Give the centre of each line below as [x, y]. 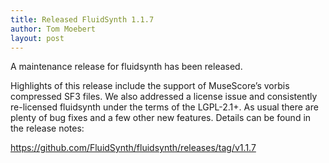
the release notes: [47, 128]
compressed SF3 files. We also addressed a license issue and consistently [164, 97]
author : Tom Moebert [53, 29]
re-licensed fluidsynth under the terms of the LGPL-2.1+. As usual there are [164, 107]
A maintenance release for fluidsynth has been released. [126, 67]
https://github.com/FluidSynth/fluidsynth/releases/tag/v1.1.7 [133, 148]
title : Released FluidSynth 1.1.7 [82, 19]
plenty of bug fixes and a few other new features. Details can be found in [161, 118]
